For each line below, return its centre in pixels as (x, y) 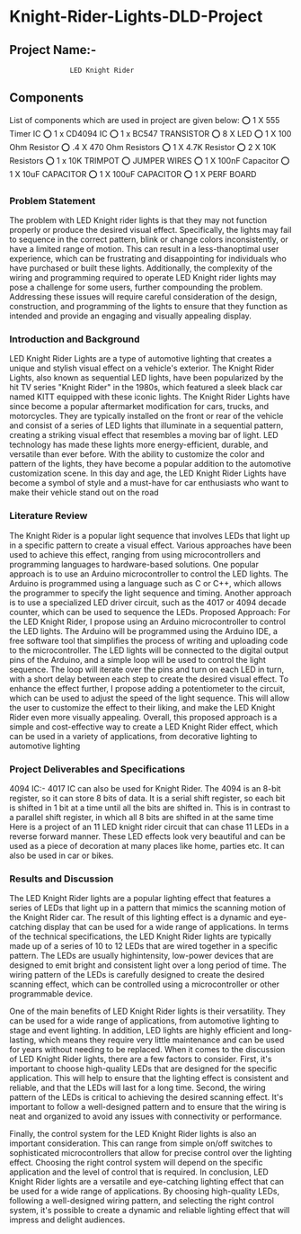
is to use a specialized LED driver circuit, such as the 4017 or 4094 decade (148, 602)
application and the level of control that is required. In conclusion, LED (139, 1172)
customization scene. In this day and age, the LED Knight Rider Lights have (148, 473)
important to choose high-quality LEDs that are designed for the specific (143, 1069)
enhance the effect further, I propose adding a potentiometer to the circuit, (147, 688)
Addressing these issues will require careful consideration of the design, (143, 297)
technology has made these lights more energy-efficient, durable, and (139, 445)
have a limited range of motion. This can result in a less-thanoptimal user (144, 249)
